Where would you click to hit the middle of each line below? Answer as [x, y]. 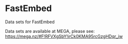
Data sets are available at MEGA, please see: [50, 31]
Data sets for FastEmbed [30, 22]
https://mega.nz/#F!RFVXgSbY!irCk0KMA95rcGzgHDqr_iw [64, 36]
